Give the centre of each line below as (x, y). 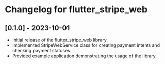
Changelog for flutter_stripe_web (76, 9)
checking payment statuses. (42, 51)
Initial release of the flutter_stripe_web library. (60, 40)
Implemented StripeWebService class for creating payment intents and (86, 45)
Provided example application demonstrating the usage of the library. (84, 56)
